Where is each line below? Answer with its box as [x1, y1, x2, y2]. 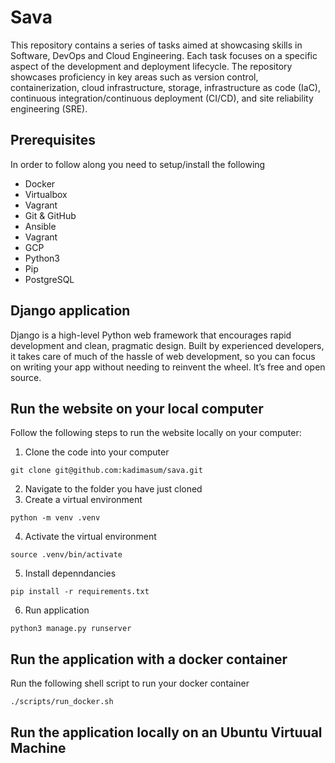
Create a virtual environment [24, 494, 143, 506]
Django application [10, 302, 131, 320]
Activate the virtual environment [24, 531, 157, 543]
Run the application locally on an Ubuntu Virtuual [10, 724, 323, 741]
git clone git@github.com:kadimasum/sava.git [10, 466, 203, 476]
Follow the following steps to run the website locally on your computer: [10, 427, 302, 439]
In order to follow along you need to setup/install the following [10, 158, 266, 170]
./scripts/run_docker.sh [10, 697, 114, 707]
